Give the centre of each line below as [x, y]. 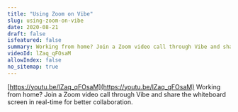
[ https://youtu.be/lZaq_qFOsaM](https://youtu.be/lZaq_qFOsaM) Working [114, 86]
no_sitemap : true [33, 67]
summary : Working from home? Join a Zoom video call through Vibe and [114, 47]
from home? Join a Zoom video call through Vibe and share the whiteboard [117, 94]
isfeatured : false [34, 40]
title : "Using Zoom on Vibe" [50, 14]
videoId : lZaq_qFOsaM [39, 54]
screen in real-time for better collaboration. [70, 102]
